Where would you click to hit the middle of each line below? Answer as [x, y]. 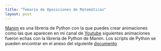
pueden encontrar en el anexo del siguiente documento [61, 43]
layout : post [18, 14]
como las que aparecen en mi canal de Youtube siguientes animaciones [78, 33]
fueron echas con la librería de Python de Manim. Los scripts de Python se [80, 38]
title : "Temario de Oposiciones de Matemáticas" [56, 9]
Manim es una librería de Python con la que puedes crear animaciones [76, 28]
